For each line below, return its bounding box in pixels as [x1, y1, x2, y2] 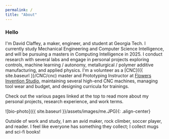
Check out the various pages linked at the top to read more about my [5, 93, 149, 99]
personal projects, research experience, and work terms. [5, 98, 124, 104]
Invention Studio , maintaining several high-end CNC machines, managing [5, 78, 158, 84]
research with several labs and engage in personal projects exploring [5, 56, 149, 62]
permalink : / [5, 7, 33, 13]
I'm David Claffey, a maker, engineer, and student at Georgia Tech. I [5, 40, 146, 46]
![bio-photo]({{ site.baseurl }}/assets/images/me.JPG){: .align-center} [5, 108, 151, 114]
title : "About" [5, 12, 37, 17]
